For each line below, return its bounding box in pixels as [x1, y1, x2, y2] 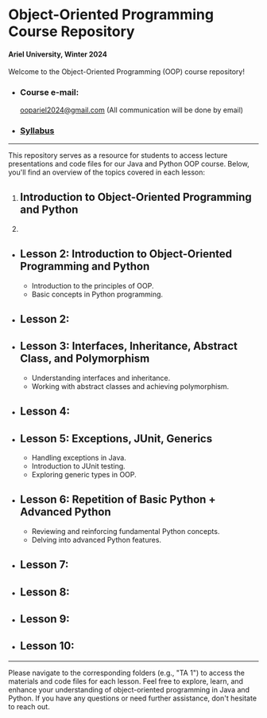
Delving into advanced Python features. [31, 535, 161, 544]
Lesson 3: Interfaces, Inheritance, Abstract [19, 339, 238, 353]
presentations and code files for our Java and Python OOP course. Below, [8, 159, 250, 168]
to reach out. [8, 701, 50, 711]
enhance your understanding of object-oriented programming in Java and [8, 685, 250, 694]
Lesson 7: [19, 558, 69, 571]
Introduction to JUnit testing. [31, 461, 126, 471]
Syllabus [19, 125, 55, 136]
